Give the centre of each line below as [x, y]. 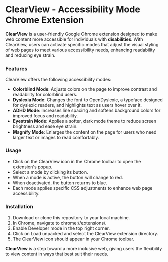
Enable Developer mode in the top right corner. [61, 228]
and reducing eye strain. [30, 55]
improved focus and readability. [45, 116]
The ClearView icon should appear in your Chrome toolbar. [73, 239]
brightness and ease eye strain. [45, 126]
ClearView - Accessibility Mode [73, 9]
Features [16, 68]
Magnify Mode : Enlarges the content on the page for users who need [85, 132]
